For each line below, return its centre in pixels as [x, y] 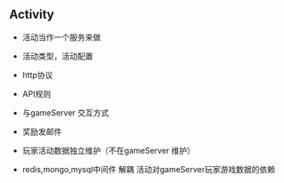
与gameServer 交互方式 [66, 112]
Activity [32, 15]
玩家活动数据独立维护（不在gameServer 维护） [109, 150]
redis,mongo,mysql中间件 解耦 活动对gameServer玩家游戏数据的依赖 [149, 169]
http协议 [38, 75]
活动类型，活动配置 [58, 56]
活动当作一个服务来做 [61, 37]
